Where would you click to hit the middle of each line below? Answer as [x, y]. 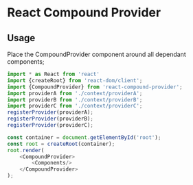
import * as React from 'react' [53, 74]
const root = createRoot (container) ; [61, 144]
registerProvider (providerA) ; [50, 112]
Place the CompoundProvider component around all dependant [97, 54]
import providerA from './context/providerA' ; [75, 93]
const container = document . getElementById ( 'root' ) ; [84, 137]
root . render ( [26, 150]
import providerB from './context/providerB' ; [75, 100]
